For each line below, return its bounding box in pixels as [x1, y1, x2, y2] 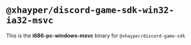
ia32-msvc [6, 15, 54, 26]
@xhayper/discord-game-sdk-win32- [6, 5, 175, 16]
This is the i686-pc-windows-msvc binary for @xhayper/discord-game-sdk [6, 32, 186, 39]
